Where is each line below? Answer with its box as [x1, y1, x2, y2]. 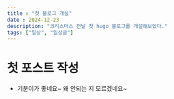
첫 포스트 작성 [7, 61, 79, 76]
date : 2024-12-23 [7, 16, 59, 23]
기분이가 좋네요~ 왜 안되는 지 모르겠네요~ [16, 85, 128, 93]
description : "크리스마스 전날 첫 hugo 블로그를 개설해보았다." [7, 23, 168, 29]
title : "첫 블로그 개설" [7, 10, 72, 17]
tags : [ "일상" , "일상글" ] [7, 29, 74, 36]
